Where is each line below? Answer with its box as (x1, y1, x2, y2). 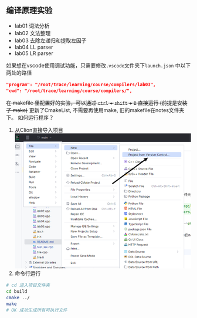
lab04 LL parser (14, 43, 53, 50)
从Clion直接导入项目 (14, 126, 63, 133)
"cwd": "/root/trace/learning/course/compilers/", (6, 87, 133, 94)
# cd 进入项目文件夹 (6, 282, 50, 289)
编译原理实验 (6, 5, 53, 16)
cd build (6, 288, 28, 295)
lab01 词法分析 (14, 22, 50, 29)
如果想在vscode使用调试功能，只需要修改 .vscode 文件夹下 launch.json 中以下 (6, 62, 191, 69)
